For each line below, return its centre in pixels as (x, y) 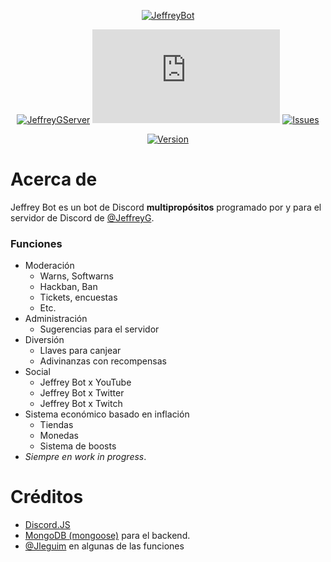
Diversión (44, 340)
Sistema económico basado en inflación (107, 414)
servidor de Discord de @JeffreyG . (82, 217)
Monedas (59, 436)
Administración (56, 319)
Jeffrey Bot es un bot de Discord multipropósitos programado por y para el (166, 207)
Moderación (49, 266)
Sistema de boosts (78, 446)
